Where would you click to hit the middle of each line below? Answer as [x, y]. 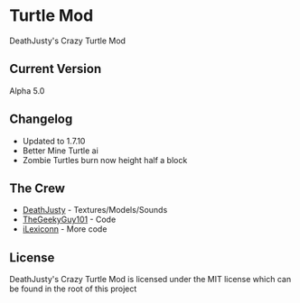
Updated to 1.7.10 [54, 141]
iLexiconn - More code [65, 229]
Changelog [41, 119]
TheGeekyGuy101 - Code [69, 220]
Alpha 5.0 [27, 90]
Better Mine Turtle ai [61, 151]
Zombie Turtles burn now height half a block [105, 160]
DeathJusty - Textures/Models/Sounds [95, 210]
